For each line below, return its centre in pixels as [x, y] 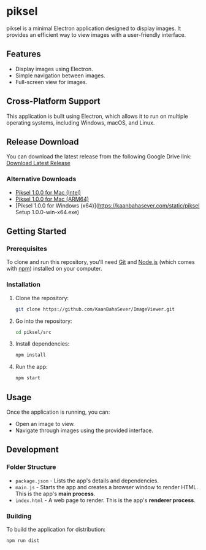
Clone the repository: [42, 298]
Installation [24, 285]
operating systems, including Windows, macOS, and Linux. [81, 122]
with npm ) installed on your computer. [54, 269]
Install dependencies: [42, 344]
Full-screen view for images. [51, 82]
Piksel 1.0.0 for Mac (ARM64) [52, 199]
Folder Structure [31, 467]
